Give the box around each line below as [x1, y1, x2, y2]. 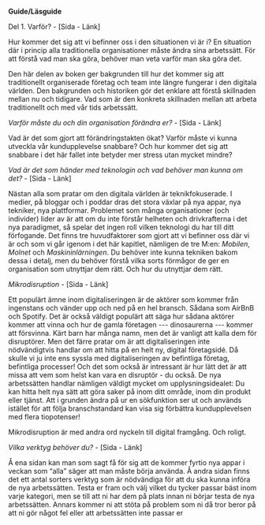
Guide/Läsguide [8, 7, 62, 16]
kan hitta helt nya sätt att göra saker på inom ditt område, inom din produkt [8, 387, 251, 397]
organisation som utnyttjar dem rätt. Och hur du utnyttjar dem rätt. [8, 264, 223, 274]
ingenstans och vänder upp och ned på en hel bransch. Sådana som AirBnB [8, 303, 255, 312]
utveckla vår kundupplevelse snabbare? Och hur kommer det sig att [8, 142, 229, 151]
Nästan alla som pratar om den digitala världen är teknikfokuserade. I [8, 189, 233, 198]
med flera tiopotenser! [8, 412, 80, 421]
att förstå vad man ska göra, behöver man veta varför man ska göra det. [8, 54, 242, 63]
